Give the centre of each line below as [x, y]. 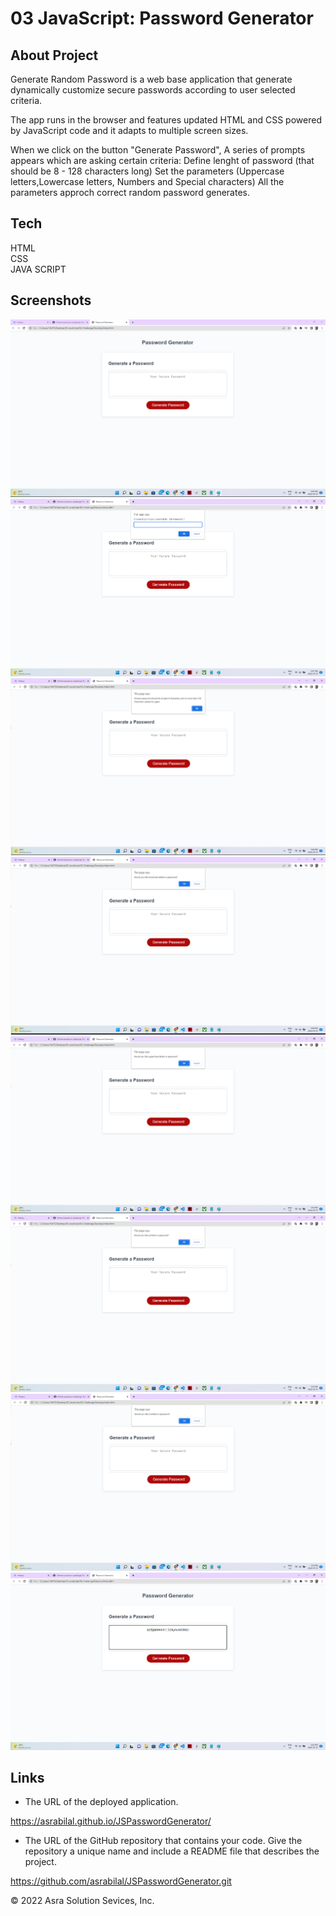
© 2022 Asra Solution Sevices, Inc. [82, 1901]
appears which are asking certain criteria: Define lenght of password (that [162, 160]
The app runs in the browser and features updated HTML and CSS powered [166, 120]
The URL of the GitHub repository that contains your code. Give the [163, 1841]
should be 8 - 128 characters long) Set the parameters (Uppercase [147, 171]
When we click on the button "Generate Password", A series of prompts [158, 150]
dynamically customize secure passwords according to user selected [153, 90]
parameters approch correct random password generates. [130, 192]
